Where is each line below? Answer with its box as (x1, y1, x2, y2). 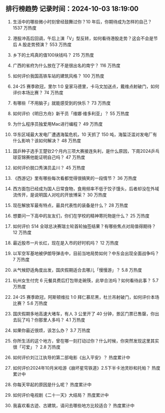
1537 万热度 (12, 25, 37, 31)
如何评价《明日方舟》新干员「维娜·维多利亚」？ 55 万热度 (12, 110, 130, 116)
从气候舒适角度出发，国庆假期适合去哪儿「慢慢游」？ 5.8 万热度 (12, 267, 142, 273)
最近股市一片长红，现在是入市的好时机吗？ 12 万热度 (12, 240, 119, 245)
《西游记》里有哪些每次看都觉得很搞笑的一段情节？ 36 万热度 (12, 175, 137, 181)
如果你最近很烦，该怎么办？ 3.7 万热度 (12, 327, 90, 333)
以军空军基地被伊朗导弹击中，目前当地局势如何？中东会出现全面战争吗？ (12, 250, 159, 256)
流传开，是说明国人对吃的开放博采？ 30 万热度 (12, 192, 107, 198)
